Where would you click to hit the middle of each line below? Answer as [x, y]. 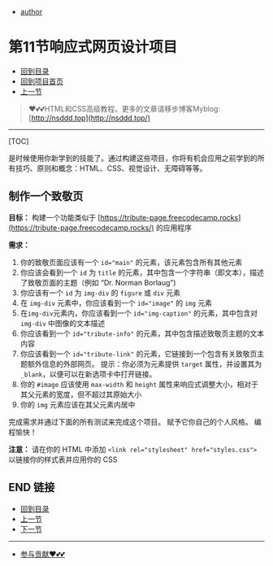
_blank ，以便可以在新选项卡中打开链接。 [88, 374]
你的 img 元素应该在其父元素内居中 [78, 404]
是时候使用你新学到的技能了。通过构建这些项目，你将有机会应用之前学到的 [133, 158]
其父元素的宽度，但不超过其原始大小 [81, 394]
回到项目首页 [41, 81]
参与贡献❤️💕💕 [42, 554]
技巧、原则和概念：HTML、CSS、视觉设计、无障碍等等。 [111, 168]
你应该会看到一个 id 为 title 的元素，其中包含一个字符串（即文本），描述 [142, 272]
